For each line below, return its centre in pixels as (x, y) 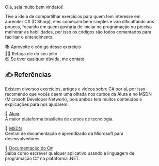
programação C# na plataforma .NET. (42, 158)
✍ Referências (28, 75)
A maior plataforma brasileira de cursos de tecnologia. (59, 119)
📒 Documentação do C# (29, 148)
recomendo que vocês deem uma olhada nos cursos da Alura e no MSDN (78, 94)
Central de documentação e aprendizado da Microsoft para (64, 133)
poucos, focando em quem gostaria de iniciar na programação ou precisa (78, 27)
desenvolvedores (22, 138)
